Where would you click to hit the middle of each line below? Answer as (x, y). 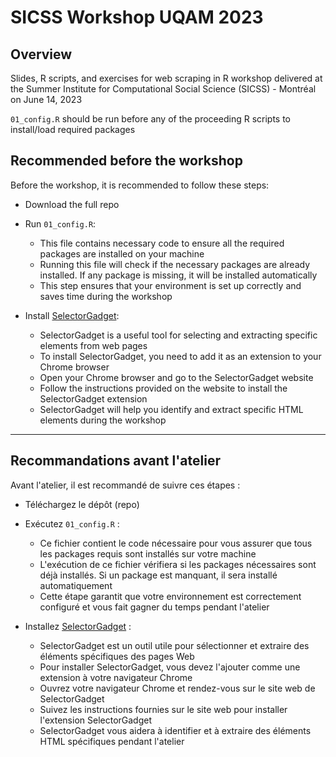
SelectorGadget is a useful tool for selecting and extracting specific (178, 335)
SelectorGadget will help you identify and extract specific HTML (171, 409)
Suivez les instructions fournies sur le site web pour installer (163, 709)
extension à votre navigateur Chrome (116, 677)
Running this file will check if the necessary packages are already (175, 264)
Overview (41, 54)
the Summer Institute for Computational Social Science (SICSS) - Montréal (163, 89)
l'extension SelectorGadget (96, 720)
